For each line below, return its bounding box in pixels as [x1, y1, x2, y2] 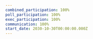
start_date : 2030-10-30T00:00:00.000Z [5, 26, 88, 31]
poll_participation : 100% [5, 12, 60, 17]
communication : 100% [5, 21, 50, 27]
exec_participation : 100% [5, 17, 60, 22]
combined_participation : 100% [5, 7, 70, 13]
